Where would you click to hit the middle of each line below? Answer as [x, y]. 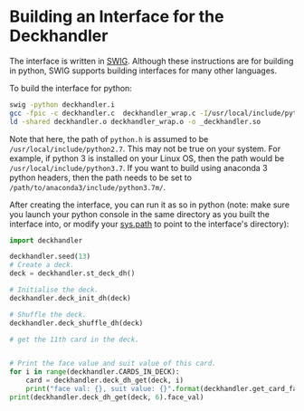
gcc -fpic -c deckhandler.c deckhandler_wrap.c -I [109, 113]
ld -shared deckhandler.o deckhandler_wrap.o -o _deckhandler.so [135, 121]
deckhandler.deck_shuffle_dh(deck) [76, 323]
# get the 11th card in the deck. [75, 339]
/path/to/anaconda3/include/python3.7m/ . [88, 186]
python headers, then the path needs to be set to [101, 177]
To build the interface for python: [71, 88]
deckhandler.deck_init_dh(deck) [70, 298]
